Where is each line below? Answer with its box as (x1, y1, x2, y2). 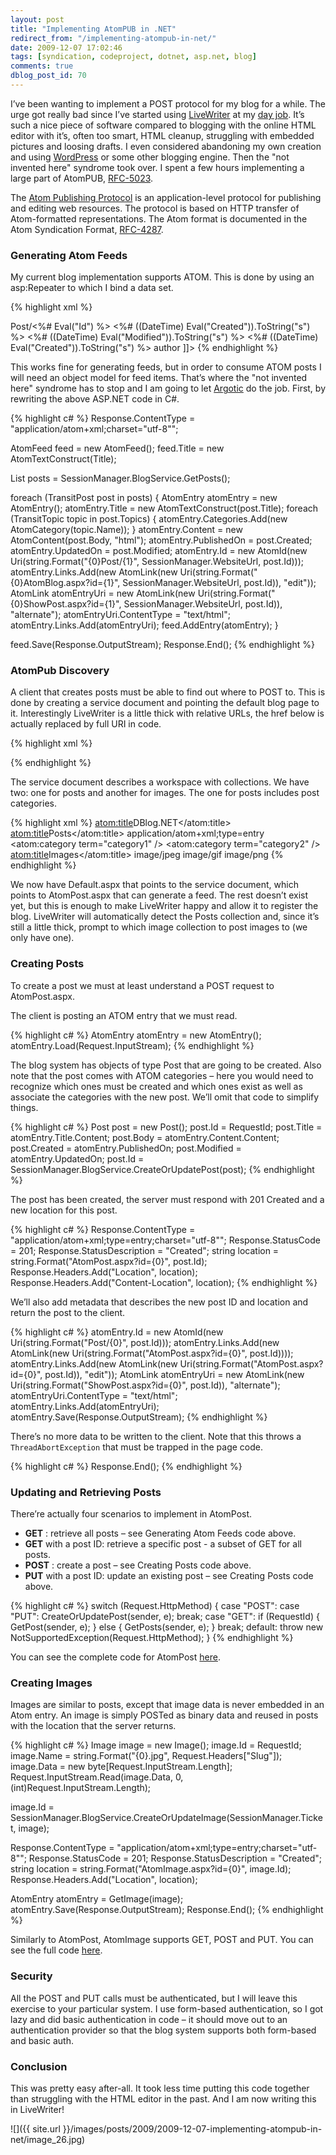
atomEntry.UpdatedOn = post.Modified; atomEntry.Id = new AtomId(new (10, 545, 308, 557)
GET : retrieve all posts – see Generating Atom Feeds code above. (24, 1527, 297, 1540)
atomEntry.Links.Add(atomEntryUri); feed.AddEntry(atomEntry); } (10, 619, 279, 631)
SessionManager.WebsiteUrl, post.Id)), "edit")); (122, 577, 317, 589)
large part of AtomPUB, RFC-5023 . (10, 172, 154, 184)
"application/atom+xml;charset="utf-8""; (10, 423, 179, 435)
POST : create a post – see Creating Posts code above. (24, 1559, 252, 1571)
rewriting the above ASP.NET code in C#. (10, 393, 180, 405)
